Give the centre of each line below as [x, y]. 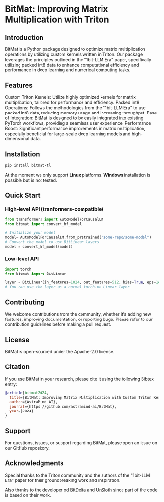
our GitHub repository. [28, 448]
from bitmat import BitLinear [36, 274]
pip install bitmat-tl [28, 165]
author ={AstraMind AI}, [33, 402]
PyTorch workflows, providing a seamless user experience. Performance [78, 123]
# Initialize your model [30, 233]
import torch [18, 269]
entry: [11, 384]
